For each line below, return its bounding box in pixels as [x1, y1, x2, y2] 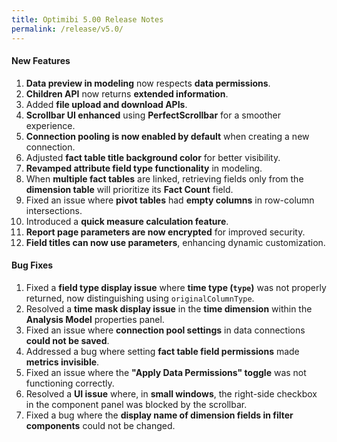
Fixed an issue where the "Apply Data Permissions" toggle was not [25, 366, 307, 378]
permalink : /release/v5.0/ [11, 24, 124, 34]
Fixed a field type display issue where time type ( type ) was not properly [25, 281, 327, 293]
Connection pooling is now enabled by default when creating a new [25, 130, 310, 142]
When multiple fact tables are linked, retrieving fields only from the [25, 172, 304, 185]
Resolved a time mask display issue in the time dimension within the [25, 302, 313, 315]
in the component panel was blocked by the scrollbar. [25, 398, 248, 410]
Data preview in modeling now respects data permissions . [25, 77, 271, 89]
